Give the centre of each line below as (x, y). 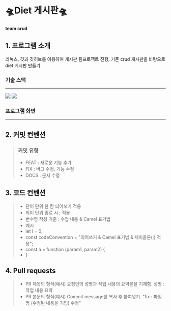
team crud (17, 28)
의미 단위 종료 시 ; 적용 (48, 212)
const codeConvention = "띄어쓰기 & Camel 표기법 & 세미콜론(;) (91, 237)
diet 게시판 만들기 (23, 65)
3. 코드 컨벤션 (25, 193)
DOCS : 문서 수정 (42, 175)
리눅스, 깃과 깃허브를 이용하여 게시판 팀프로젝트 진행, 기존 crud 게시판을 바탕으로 (85, 59)
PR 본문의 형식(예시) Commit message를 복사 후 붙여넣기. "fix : (89, 296)
